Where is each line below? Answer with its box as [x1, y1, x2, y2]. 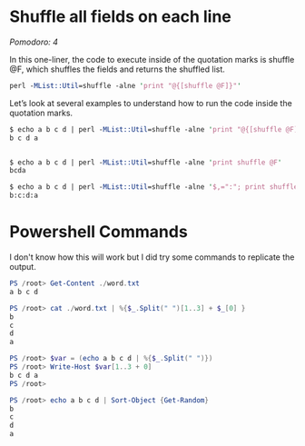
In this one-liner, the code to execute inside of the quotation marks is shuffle [9, 54, 295, 64]
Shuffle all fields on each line [9, 6, 231, 27]
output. [9, 262, 36, 272]
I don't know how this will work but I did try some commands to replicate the [9, 252, 295, 263]
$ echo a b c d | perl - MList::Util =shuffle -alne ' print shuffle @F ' [9, 157, 282, 167]
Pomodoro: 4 [9, 36, 59, 47]
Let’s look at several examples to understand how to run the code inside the [9, 97, 292, 108]
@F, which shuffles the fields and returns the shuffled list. [9, 64, 225, 74]
